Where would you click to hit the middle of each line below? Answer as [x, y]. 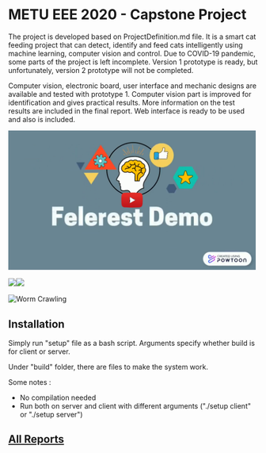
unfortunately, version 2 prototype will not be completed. [101, 70]
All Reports [36, 439]
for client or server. [39, 351]
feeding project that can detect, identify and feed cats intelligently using [125, 44]
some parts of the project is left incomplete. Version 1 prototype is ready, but [133, 62]
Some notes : [30, 382]
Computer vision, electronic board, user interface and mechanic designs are [133, 86]
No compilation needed [58, 397]
